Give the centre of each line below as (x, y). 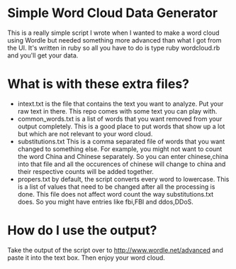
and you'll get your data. (43, 55)
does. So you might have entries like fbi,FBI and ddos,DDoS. (105, 202)
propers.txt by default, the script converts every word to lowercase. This (123, 179)
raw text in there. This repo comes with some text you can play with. (117, 111)
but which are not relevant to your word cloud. (85, 133)
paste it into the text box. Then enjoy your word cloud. (86, 258)
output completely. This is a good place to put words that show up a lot (121, 126)
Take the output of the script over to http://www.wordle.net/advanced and (115, 250)
